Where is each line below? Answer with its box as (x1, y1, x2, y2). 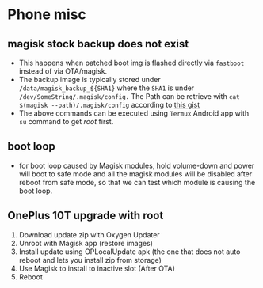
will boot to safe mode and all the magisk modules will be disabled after (18, 169, 253, 179)
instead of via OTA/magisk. (18, 66, 108, 76)
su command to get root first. (18, 117, 114, 126)
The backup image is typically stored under (18, 75, 161, 84)
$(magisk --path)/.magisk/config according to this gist (18, 100, 200, 109)
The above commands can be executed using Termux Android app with (18, 108, 250, 118)
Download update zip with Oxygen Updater (18, 229, 160, 239)
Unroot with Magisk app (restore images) (18, 238, 154, 248)
